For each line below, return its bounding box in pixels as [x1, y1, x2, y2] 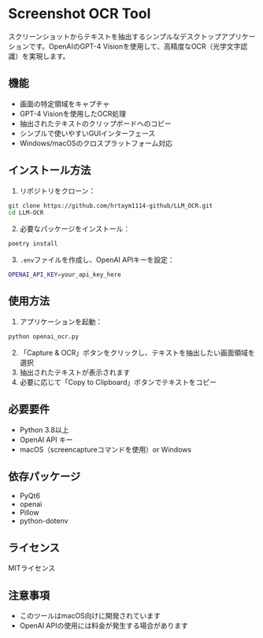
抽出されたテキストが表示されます [19, 367, 131, 377]
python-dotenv [19, 516, 69, 526]
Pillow [19, 508, 39, 518]
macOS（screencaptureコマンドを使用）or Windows [19, 444, 191, 454]
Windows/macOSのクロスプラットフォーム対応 [19, 138, 173, 148]
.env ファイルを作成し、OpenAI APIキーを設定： [19, 255, 175, 264]
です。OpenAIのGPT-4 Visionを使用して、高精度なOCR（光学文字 [28, 41, 241, 51]
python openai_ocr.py [8, 332, 80, 341]
